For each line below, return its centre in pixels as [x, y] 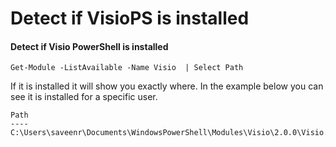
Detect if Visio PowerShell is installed [89, 46]
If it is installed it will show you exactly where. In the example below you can [167, 86]
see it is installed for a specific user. [84, 97]
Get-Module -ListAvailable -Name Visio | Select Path [127, 68]
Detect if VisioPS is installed [130, 18]
